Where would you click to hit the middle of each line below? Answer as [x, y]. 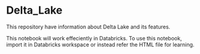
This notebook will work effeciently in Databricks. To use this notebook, [94, 38]
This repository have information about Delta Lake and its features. [88, 27]
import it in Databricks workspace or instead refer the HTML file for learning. [100, 45]
